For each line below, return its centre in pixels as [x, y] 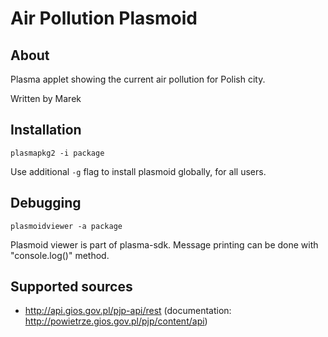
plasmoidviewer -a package [66, 226]
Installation [46, 130]
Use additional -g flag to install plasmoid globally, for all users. [138, 171]
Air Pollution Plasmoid [104, 18]
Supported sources [71, 287]
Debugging [46, 203]
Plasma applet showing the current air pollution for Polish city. [138, 79]
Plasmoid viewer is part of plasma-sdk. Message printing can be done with [164, 244]
